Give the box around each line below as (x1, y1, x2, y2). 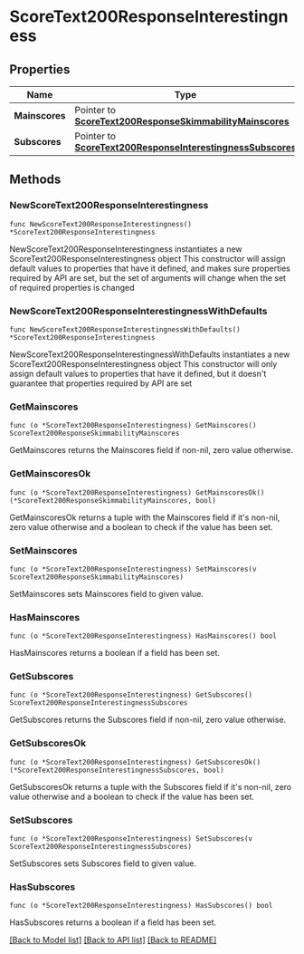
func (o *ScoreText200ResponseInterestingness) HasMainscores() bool (9, 631, 278, 641)
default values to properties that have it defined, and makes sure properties (9, 263, 291, 274)
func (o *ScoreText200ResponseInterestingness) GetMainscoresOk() (9, 487, 265, 497)
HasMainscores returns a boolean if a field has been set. (9, 648, 220, 659)
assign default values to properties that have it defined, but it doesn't (9, 368, 267, 379)
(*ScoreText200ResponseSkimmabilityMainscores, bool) (9, 496, 217, 505)
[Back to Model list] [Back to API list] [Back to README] (9, 935, 217, 946)
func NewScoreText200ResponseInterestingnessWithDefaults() (9, 324, 242, 334)
